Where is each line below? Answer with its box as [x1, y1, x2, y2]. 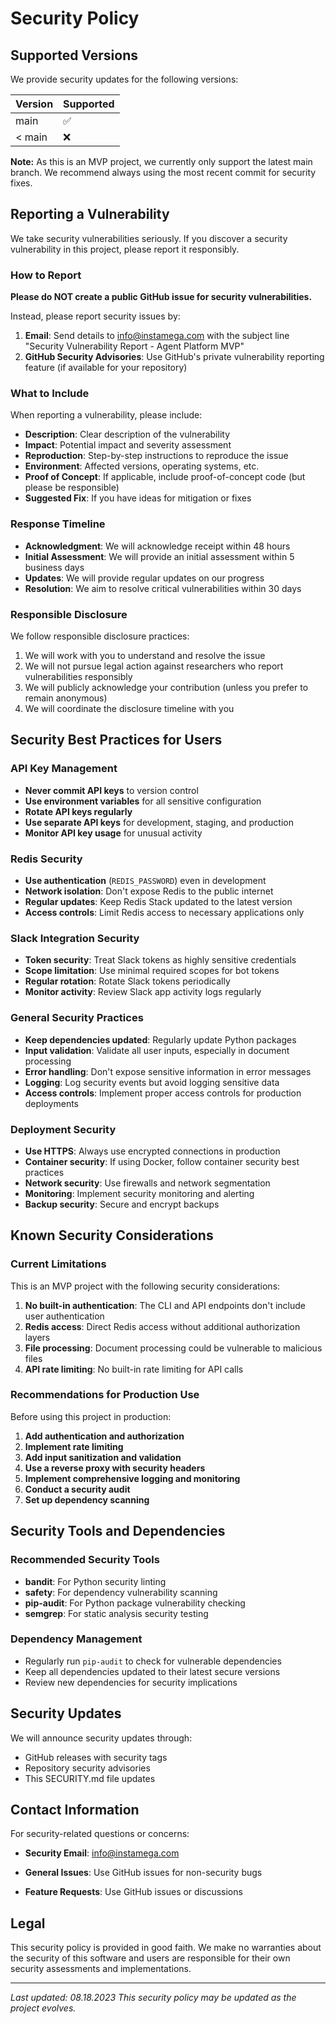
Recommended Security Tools [10, 1553, 160, 1567]
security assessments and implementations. [10, 1963, 192, 1975]
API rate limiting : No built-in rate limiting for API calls [24, 1363, 244, 1375]
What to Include [10, 387, 90, 401]
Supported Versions [10, 47, 138, 64]
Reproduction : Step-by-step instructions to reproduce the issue [24, 450, 289, 462]
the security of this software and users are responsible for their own [10, 1952, 291, 1964]
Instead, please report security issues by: [10, 310, 181, 322]
